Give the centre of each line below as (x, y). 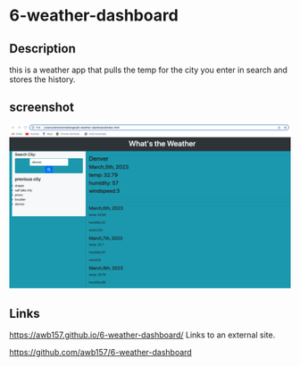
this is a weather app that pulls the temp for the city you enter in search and (149, 70)
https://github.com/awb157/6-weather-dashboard (100, 352)
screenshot (42, 108)
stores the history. (42, 79)
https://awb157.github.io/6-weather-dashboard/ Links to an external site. (142, 335)
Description (42, 49)
